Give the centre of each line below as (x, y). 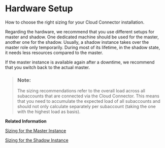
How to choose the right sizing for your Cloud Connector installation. (75, 22)
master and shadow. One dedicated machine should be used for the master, (82, 37)
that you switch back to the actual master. (48, 67)
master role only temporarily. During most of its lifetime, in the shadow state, (82, 47)
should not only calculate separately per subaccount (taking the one (86, 107)
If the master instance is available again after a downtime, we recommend (80, 62)
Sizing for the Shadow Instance (37, 140)
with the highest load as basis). (49, 112)
